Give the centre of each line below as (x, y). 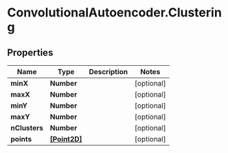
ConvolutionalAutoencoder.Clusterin (114, 13)
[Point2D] (66, 139)
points (21, 139)
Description (109, 72)
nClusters (27, 128)
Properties (30, 52)
